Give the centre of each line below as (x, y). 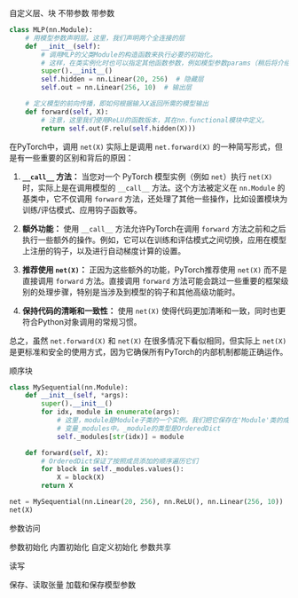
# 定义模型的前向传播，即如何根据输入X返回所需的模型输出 (117, 104)
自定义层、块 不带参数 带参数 (62, 13)
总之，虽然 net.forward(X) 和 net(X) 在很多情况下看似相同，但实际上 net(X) (148, 341)
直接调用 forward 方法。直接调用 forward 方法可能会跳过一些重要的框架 (151, 280)
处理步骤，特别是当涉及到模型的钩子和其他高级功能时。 (139, 292)
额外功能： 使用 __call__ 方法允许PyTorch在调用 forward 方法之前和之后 (154, 228)
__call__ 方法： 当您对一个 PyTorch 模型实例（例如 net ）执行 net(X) (147, 177)
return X (57, 486)
